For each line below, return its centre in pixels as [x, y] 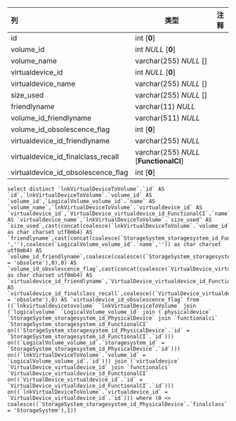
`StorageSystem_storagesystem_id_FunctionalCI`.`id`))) [91, 337]
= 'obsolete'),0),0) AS [42, 263]
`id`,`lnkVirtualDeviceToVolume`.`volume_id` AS [80, 195]
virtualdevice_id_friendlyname [60, 141]
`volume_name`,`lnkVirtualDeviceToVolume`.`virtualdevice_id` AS [105, 207]
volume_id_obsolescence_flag [60, 129]
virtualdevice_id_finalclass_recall [65, 156]
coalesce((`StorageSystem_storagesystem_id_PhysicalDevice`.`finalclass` [118, 404]
